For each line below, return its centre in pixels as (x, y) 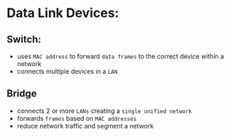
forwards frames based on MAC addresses (76, 118)
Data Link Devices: (63, 13)
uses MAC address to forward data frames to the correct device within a (120, 56)
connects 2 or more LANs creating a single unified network (104, 111)
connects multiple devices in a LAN (67, 71)
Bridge (22, 94)
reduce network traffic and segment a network (85, 126)
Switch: (24, 39)
